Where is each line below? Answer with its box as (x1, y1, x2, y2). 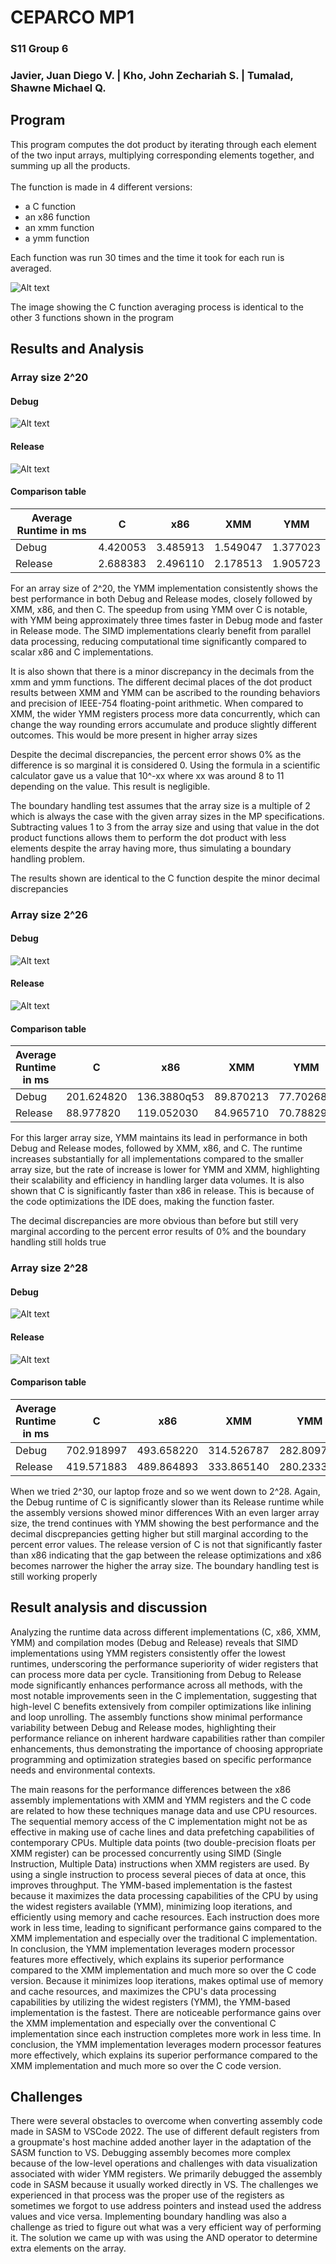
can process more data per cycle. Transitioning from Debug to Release (10, 1668, 302, 1680)
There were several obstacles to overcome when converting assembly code (10, 2115, 323, 2127)
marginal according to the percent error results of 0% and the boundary (10, 1226, 307, 1238)
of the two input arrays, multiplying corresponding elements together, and (10, 149, 315, 161)
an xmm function (24, 221, 95, 233)
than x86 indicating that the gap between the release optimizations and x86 (10, 1549, 322, 1561)
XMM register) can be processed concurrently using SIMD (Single (10, 1847, 282, 1859)
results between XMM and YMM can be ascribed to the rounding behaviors (10, 686, 321, 698)
